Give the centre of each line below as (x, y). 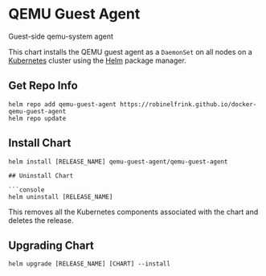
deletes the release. (41, 220)
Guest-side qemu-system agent (61, 36)
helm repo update (37, 118)
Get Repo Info (43, 86)
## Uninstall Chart (41, 175)
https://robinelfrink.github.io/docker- (188, 104)
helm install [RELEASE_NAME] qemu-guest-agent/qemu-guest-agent (118, 162)
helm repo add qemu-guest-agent (62, 104)
